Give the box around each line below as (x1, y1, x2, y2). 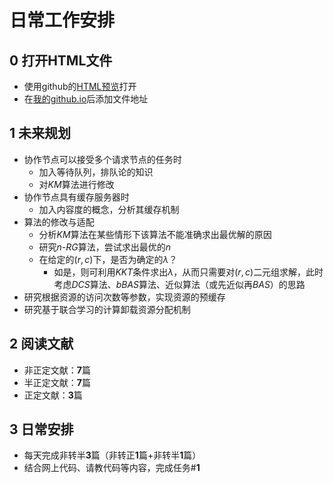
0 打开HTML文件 (9, 52, 113, 69)
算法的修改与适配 (23, 216, 95, 228)
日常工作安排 (9, 9, 116, 32)
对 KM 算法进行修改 (38, 178, 115, 190)
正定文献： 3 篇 (23, 389, 83, 401)
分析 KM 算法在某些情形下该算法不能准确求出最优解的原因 (38, 228, 272, 240)
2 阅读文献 (9, 336, 74, 353)
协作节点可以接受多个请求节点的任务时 (23, 153, 182, 165)
